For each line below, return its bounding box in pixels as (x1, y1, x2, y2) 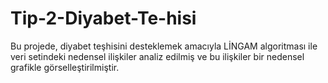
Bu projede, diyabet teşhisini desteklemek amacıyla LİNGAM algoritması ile (10, 40, 318, 52)
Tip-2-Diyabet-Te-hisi (10, 7, 197, 30)
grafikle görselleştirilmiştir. (10, 61, 120, 73)
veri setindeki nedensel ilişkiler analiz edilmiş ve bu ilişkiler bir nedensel (10, 50, 305, 62)
